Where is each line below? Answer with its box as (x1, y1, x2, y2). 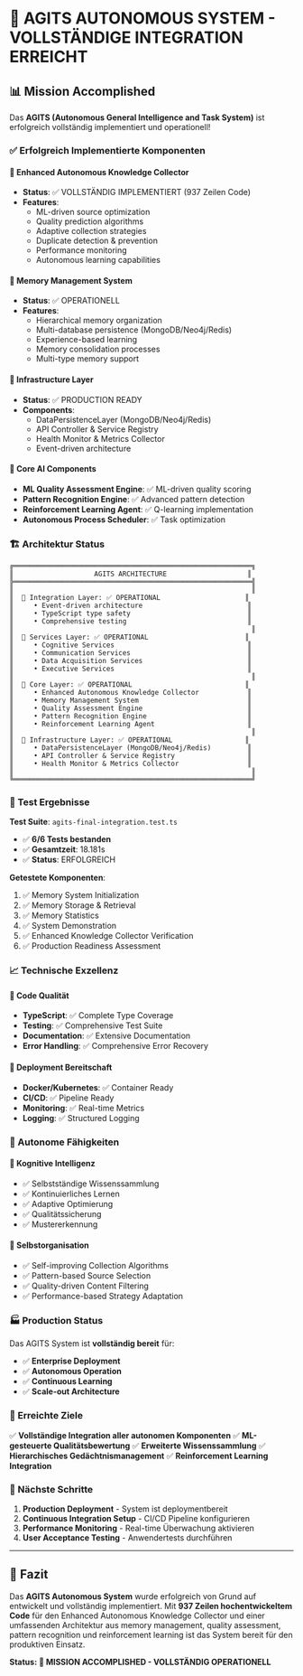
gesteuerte (9, 1440, 52, 1451)
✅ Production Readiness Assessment (22, 941, 161, 951)
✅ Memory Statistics (22, 910, 99, 921)
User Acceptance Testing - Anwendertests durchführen (22, 1531, 233, 1543)
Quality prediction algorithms (35, 216, 144, 227)
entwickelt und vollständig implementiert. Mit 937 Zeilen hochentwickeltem (9, 1600, 293, 1611)
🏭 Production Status (9, 1314, 104, 1326)
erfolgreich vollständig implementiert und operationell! (9, 122, 211, 132)
